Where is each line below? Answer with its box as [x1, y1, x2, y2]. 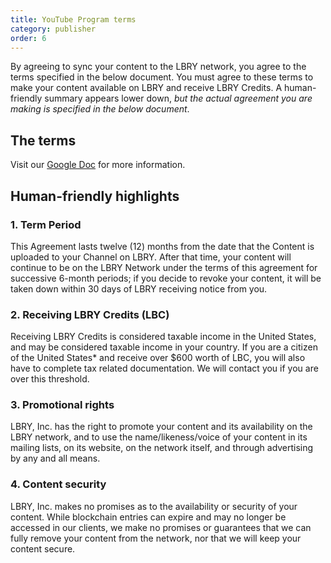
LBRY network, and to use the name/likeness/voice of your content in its [10, 431, 308, 443]
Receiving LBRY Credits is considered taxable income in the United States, [10, 331, 317, 343]
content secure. [10, 542, 76, 555]
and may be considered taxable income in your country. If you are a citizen [10, 341, 318, 353]
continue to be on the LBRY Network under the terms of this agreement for [10, 261, 318, 273]
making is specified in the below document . [10, 103, 190, 115]
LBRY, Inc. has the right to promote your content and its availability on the [10, 421, 313, 433]
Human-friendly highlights [10, 187, 180, 205]
